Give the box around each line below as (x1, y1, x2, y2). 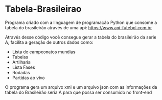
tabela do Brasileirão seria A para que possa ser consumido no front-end (5, 89, 152, 95)
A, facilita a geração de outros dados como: (5, 39, 93, 45)
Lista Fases (12, 64, 35, 70)
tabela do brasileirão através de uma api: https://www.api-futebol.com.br (5, 24, 152, 30)
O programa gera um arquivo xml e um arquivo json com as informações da (5, 84, 158, 90)
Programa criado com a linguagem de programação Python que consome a (5, 20, 157, 25)
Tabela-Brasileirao (5, 3, 82, 15)
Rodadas (12, 69, 30, 75)
